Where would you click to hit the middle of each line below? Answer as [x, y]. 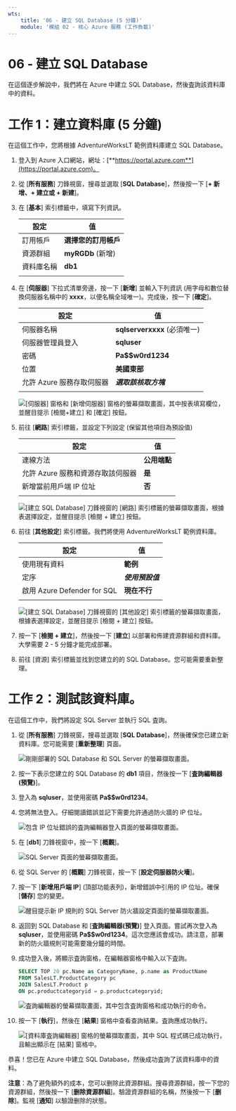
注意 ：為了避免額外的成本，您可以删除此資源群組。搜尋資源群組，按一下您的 [119, 1083]
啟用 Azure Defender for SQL [70, 591]
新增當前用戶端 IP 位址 [58, 487]
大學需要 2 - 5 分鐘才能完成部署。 [67, 645]
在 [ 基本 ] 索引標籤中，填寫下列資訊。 [71, 207]
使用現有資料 [43, 565]
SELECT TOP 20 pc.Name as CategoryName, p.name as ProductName [113, 972]
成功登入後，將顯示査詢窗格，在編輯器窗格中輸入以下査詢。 [104, 958]
